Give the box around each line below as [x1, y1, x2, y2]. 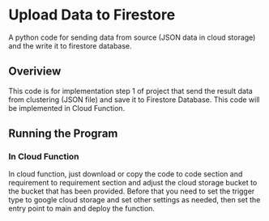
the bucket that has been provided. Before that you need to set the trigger [8, 186, 255, 196]
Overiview [8, 65, 62, 79]
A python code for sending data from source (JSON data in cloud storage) [8, 32, 256, 42]
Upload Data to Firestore [8, 6, 176, 24]
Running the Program [8, 127, 118, 141]
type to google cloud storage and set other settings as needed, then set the [8, 195, 261, 205]
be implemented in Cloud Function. [8, 103, 126, 113]
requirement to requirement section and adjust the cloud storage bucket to [8, 178, 258, 188]
